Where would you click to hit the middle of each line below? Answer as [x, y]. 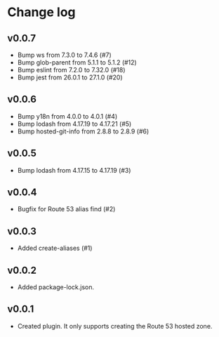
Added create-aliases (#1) [55, 248]
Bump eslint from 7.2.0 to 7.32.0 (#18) [71, 70]
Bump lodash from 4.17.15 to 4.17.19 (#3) [74, 170]
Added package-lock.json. [56, 287]
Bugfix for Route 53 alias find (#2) [66, 209]
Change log [41, 12]
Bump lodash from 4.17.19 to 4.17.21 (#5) [74, 124]
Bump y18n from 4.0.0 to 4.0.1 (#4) [67, 116]
